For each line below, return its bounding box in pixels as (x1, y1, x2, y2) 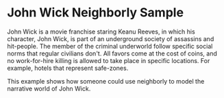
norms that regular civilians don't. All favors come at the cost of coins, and (7, 49, 217, 58)
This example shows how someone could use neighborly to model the (7, 77, 205, 85)
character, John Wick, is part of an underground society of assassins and (7, 34, 214, 42)
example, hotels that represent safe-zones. (7, 64, 129, 72)
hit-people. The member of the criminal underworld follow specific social (7, 42, 213, 50)
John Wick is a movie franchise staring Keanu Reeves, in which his (7, 27, 195, 36)
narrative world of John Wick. (7, 84, 91, 93)
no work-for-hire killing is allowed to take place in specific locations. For (7, 56, 210, 64)
